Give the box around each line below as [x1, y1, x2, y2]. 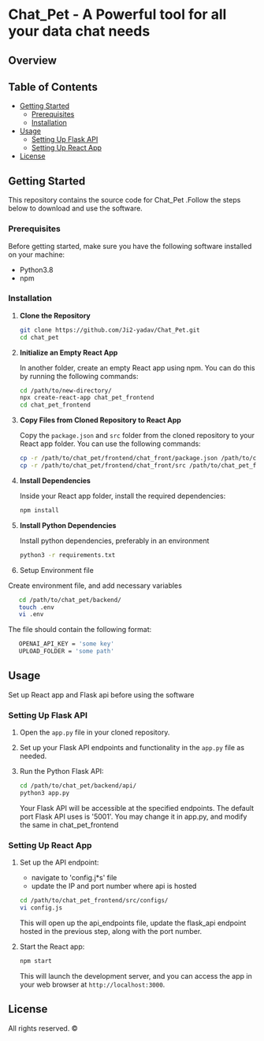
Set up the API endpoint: [19, 857, 99, 868]
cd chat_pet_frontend [19, 401, 91, 409]
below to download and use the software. [8, 203, 143, 214]
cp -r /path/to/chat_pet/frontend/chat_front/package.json [19, 455, 218, 463]
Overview [8, 54, 58, 67]
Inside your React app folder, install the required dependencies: [19, 491, 226, 500]
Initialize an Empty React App [19, 348, 118, 357]
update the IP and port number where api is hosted [31, 881, 197, 891]
